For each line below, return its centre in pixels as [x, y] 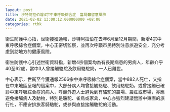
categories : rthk [24, 24]
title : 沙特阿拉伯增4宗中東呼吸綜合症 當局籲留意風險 [56, 15]
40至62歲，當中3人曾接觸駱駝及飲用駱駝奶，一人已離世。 [65, 69]
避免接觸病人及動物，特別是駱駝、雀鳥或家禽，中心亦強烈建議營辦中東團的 [83, 98]
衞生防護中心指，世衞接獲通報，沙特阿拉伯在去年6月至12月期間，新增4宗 [81, 39]
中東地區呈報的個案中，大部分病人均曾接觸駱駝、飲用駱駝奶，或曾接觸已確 [87, 86]
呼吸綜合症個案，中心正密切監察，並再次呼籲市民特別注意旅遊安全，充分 [85, 45]
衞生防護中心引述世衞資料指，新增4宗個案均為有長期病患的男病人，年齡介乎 [84, 62]
